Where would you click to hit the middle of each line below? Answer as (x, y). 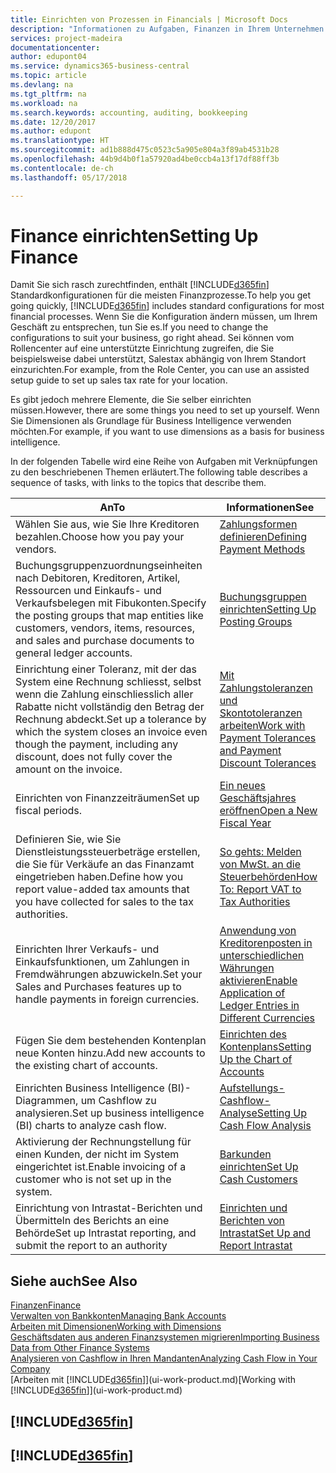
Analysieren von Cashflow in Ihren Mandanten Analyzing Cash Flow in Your (164, 1358)
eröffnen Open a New (268, 811)
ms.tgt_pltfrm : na (48, 94)
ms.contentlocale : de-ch (62, 168)
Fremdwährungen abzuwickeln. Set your (109, 974)
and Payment (250, 751)
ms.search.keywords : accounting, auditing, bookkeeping (129, 112)
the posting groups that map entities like (109, 616)
